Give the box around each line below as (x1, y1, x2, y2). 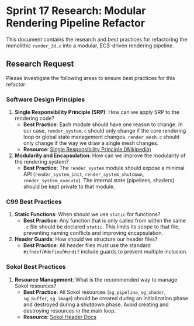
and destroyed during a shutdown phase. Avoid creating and (23, 301, 169, 308)
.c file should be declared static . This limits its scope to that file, (23, 223, 180, 230)
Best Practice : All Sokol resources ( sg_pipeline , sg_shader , (23, 288, 166, 296)
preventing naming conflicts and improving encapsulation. (23, 230, 164, 237)
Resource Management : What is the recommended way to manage (14, 276, 178, 283)
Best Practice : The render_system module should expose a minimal (23, 165, 185, 172)
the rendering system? (14, 158, 69, 165)
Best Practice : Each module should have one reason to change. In (23, 121, 183, 128)
